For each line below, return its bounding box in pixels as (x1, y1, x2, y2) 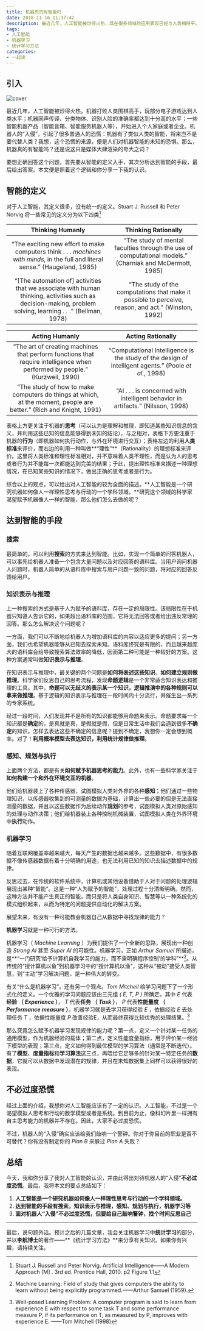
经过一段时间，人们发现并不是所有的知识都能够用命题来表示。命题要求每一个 (6, 712, 198, 719)
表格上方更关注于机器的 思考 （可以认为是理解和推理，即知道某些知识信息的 (6, 422, 192, 429)
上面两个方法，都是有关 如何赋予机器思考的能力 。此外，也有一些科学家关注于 (6, 767, 198, 774)
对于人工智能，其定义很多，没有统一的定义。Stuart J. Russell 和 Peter (6, 203, 180, 210)
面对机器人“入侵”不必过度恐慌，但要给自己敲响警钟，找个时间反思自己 (15, 1210, 191, 1218)
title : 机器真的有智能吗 (6, 9, 62, 15)
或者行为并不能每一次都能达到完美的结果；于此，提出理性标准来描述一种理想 (6, 460, 198, 467)
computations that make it (116, 288, 191, 296)
